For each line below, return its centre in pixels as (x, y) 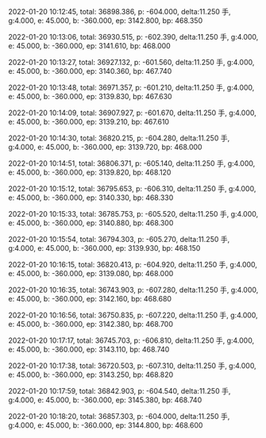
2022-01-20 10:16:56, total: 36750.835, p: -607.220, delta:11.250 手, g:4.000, (133, 315)
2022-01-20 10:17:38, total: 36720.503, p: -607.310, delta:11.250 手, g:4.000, (132, 366)
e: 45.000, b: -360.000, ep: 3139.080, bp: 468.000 (91, 273)
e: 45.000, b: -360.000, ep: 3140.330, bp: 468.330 (91, 198)
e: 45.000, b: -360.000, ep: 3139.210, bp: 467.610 (89, 122)
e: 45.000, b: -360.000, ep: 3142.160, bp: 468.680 (90, 299)
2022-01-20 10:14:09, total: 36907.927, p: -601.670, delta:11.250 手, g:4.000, (132, 113)
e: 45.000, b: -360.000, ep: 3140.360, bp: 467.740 (90, 71)
